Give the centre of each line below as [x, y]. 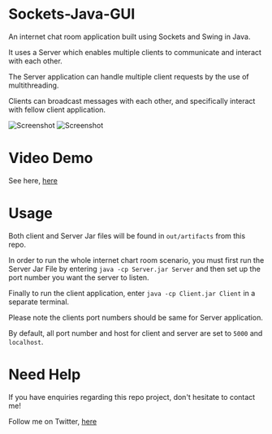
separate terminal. [39, 302]
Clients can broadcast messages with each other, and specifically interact [132, 101]
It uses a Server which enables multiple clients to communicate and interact [135, 52]
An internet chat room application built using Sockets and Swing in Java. [130, 37]
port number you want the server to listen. [79, 277]
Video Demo [51, 158]
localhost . [26, 342]
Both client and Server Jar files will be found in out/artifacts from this [127, 235]
